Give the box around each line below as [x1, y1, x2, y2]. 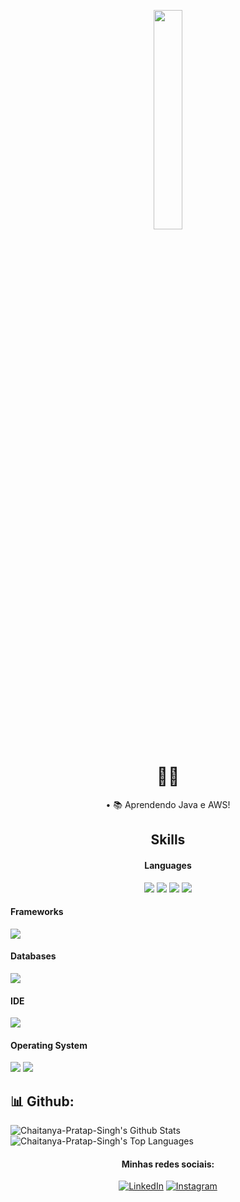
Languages [144, 859, 192, 871]
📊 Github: [10, 1093, 75, 1110]
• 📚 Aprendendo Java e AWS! [105, 798, 231, 810]
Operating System [10, 1039, 88, 1051]
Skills [150, 831, 186, 849]
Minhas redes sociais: [121, 1158, 215, 1170]
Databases [10, 950, 57, 962]
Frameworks [10, 906, 64, 918]
